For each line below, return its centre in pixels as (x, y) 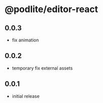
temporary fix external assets (42, 68)
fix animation (25, 40)
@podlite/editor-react (51, 9)
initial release (26, 96)
